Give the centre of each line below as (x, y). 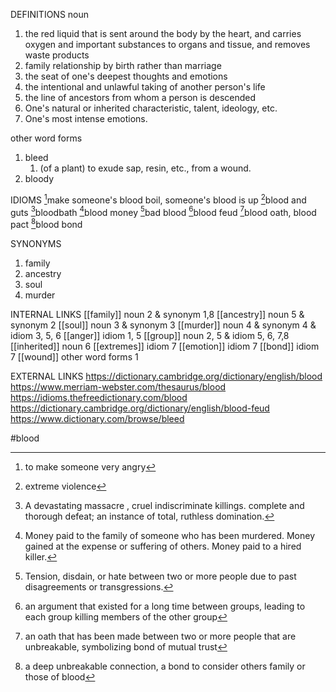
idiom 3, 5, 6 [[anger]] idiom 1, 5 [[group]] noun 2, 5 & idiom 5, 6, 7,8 (150, 335)
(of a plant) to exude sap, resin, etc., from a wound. (145, 168)
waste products (57, 55)
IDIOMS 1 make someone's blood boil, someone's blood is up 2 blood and (158, 199)
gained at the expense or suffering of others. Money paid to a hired (163, 546)
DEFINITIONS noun (50, 14)
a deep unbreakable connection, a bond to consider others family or (165, 666)
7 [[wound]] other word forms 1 (74, 356)
